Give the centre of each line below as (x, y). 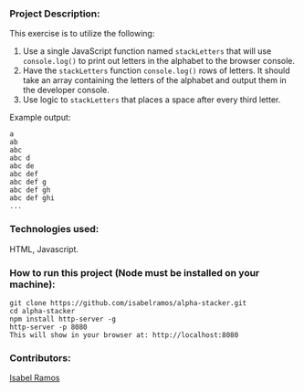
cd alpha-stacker (42, 311)
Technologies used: (54, 229)
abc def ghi (32, 198)
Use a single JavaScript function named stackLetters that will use (147, 51)
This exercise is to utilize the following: (82, 34)
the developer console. (66, 90)
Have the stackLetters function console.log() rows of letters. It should (156, 70)
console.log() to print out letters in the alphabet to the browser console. (158, 61)
